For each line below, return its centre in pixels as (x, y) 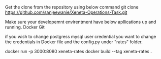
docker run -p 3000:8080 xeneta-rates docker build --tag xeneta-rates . (79, 51)
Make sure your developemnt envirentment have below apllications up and (81, 22)
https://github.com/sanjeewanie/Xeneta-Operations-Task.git (66, 12)
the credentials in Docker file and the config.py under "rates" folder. (74, 42)
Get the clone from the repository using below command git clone (72, 7)
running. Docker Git (25, 27)
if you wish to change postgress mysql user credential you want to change (81, 37)
